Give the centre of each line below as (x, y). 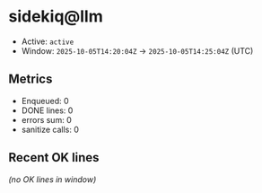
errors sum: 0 (47, 119)
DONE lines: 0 (47, 110)
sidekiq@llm (56, 17)
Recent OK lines (54, 158)
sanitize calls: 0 (50, 129)
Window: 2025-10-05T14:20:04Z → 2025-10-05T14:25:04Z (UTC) (137, 50)
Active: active (48, 41)
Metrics (31, 79)
